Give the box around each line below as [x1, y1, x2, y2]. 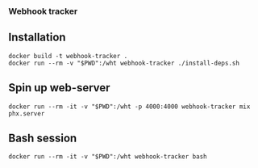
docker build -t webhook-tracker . [8, 52, 128, 60]
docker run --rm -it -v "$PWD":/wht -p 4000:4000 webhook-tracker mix [8, 103, 251, 111]
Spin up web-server [8, 81, 110, 94]
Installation [8, 31, 66, 44]
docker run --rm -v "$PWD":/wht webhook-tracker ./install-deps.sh [8, 59, 240, 67]
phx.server [8, 109, 45, 118]
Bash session [8, 131, 77, 145]
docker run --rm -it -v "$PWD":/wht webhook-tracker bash [8, 153, 207, 161]
